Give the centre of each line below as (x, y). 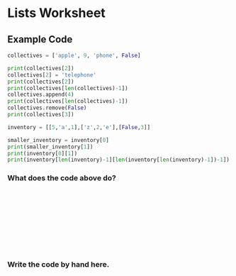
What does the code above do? (62, 178)
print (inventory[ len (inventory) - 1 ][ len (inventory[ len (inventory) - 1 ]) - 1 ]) (119, 160)
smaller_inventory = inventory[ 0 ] (58, 140)
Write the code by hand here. (58, 265)
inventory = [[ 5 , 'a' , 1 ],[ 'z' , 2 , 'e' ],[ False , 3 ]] (79, 127)
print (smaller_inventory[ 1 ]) (50, 147)
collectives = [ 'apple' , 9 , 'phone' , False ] (74, 55)
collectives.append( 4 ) (41, 95)
